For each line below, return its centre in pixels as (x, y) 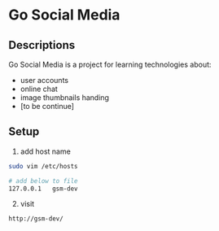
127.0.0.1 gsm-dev (44, 189)
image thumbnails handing (65, 98)
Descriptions (42, 45)
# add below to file (44, 181)
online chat (39, 89)
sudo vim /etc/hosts (44, 166)
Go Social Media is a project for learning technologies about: (110, 64)
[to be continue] (47, 106)
